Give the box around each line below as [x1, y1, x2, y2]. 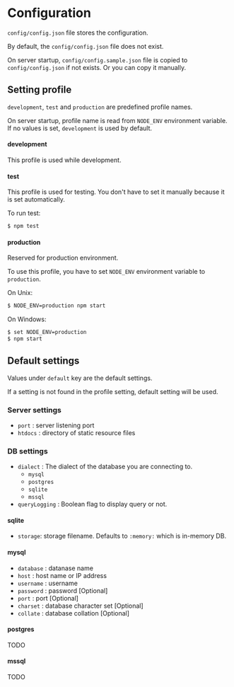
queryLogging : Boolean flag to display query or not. [17, 500, 168, 509]
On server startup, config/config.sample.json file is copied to [7, 55, 188, 64]
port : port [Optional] [17, 594, 79, 602]
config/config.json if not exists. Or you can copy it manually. [7, 63, 186, 71]
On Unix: [7, 289, 33, 297]
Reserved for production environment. [7, 253, 119, 262]
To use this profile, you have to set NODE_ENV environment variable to [7, 267, 206, 276]
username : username [17, 579, 78, 587]
